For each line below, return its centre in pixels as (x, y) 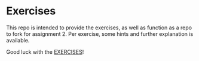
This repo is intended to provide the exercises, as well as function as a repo (99, 28)
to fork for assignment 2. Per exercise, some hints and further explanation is (100, 33)
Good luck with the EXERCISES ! (45, 51)
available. (18, 40)
